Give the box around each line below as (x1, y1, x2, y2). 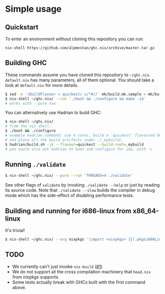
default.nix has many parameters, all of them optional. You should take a (5, 77, 154, 83)
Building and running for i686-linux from (5, 207, 132, 215)
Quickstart (5, 23, 39, 31)
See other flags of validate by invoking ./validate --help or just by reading (5, 182, 160, 188)
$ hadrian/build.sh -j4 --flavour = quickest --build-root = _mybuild (5, 142, 144, 147)
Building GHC (5, 59, 47, 67)
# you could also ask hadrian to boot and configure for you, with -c (5, 146, 153, 152)
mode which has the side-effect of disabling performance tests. (5, 192, 134, 198)
